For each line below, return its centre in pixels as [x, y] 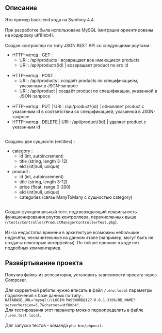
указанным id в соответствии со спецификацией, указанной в [76, 111]
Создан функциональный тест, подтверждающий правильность [71, 212]
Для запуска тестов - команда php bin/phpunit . [54, 325]
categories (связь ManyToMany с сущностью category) [76, 197]
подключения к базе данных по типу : [44, 295]
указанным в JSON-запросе [49, 86]
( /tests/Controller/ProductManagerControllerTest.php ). [62, 222]
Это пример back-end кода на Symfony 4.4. [50, 19]
